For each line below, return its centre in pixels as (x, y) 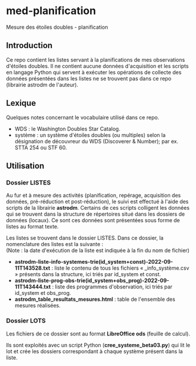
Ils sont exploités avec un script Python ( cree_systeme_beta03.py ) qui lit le (98, 345)
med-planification (51, 11)
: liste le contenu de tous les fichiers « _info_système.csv (120, 268)
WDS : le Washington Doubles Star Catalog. (67, 129)
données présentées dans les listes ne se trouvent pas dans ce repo (89, 78)
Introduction (29, 46)
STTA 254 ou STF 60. (41, 147)
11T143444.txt (33, 287)
